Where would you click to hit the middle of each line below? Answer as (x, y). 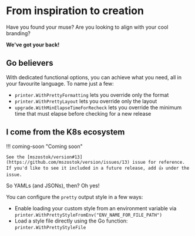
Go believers (30, 63)
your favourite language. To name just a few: (60, 83)
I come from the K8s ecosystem (65, 132)
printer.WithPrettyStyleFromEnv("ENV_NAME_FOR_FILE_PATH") (88, 215)
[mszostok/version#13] (55, 157)
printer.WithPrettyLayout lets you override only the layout (86, 101)
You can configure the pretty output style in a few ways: (75, 197)
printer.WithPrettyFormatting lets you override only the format (92, 95)
